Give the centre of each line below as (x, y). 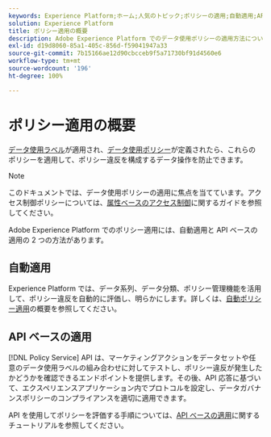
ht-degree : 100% (35, 76)
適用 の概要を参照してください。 (68, 309)
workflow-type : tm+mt (45, 61)
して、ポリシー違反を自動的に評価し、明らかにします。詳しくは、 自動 (124, 299)
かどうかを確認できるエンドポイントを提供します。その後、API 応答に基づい (135, 378)
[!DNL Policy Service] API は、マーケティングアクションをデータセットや (129, 358)
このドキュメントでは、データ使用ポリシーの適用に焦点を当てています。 (128, 192)
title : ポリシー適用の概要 (48, 31)
